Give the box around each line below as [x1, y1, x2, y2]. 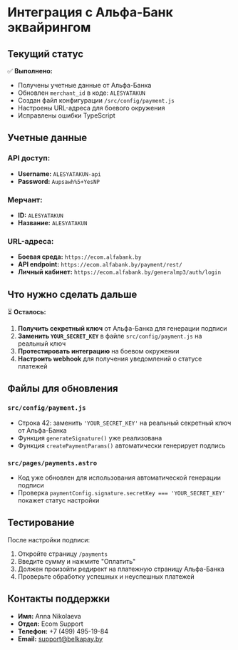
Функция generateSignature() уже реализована [17, 433, 162, 442]
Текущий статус [7, 48, 84, 60]
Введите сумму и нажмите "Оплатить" [17, 557, 136, 565]
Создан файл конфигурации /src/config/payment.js [17, 96, 175, 104]
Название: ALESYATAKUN [17, 218, 88, 227]
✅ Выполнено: [7, 67, 53, 75]
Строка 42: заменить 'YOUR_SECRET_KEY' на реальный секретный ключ [17, 418, 232, 427]
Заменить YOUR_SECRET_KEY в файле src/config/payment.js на [17, 332, 202, 341]
